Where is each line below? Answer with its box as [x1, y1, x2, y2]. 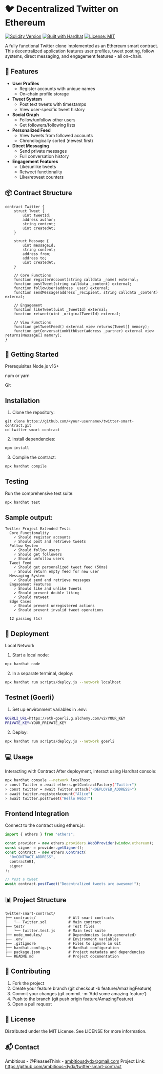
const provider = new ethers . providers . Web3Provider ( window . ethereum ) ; [5, 841, 154, 846]
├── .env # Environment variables [5, 937, 119, 942]
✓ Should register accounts [14, 535, 71, 540]
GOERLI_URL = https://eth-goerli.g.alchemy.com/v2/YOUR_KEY [5, 716, 125, 721]
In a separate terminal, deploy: [12, 671, 74, 677]
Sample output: [5, 514, 53, 522]
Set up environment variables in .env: [12, 706, 87, 712]
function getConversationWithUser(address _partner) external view [14, 328, 154, 333]
